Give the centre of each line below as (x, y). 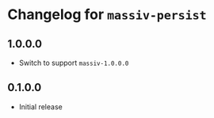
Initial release (40, 107)
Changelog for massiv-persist (107, 15)
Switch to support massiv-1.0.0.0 (74, 63)
